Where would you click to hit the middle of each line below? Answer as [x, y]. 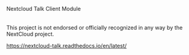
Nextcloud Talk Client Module [44, 9]
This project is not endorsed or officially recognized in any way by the [94, 27]
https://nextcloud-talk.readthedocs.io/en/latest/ [67, 45]
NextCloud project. [30, 34]
